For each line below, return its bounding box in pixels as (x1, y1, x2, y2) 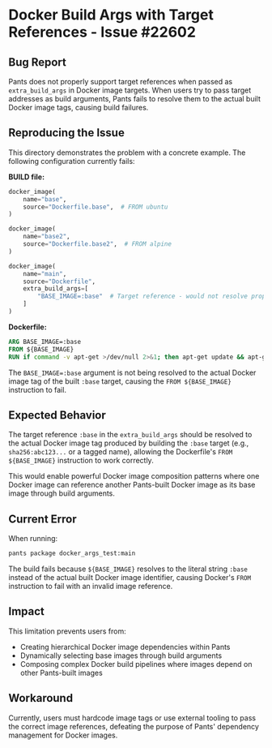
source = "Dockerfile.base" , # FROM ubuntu (23, 203, 168, 211)
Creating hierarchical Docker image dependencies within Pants (19, 642, 231, 651)
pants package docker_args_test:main (8, 549, 136, 557)
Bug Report (8, 55, 67, 69)
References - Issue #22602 (8, 23, 197, 41)
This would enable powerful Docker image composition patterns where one (8, 471, 260, 481)
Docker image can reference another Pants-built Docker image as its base (8, 480, 256, 490)
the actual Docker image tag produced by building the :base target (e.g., (8, 438, 249, 448)
